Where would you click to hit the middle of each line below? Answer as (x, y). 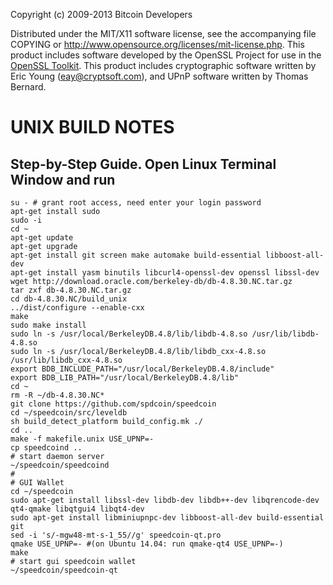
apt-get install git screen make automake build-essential (136, 255)
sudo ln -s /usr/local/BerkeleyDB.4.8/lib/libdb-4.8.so (129, 334)
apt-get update (42, 238)
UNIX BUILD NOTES (92, 127)
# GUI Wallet (37, 483)
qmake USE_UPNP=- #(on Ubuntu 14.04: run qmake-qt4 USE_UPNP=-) (147, 544)
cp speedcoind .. (46, 448)
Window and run (63, 179)
